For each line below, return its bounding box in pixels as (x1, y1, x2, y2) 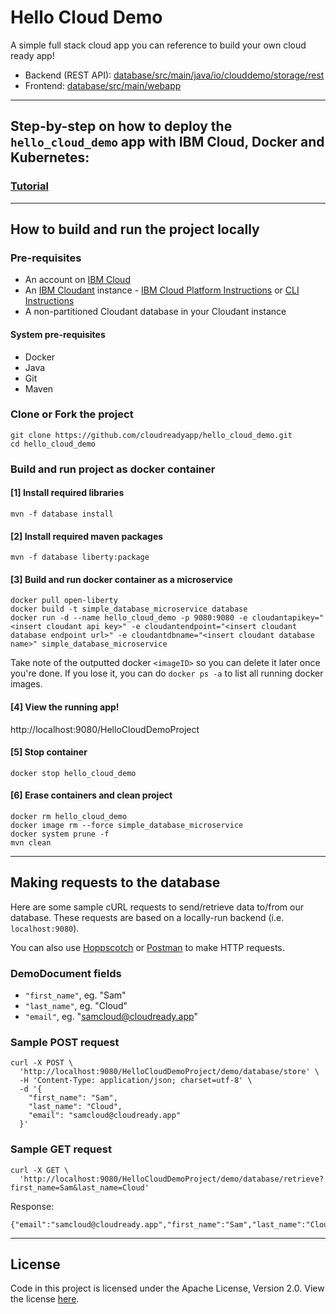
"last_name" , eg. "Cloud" (24, 1000, 128, 1012)
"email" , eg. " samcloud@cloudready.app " (24, 1011, 198, 1023)
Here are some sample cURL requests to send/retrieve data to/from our (10, 901, 304, 913)
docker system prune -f (10, 829, 110, 839)
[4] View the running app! (10, 701, 120, 713)
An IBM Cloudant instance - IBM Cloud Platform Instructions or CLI (24, 284, 300, 296)
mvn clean (10, 837, 52, 848)
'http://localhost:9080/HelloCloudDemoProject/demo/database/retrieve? (19, 1174, 325, 1184)
